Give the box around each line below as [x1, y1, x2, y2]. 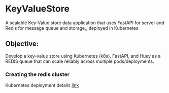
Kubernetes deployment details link [5, 82, 79, 88]
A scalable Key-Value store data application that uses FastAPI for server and [5, 20, 164, 26]
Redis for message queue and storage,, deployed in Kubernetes [5, 25, 139, 31]
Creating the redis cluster [5, 71, 70, 78]
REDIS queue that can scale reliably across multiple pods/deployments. [5, 58, 154, 64]
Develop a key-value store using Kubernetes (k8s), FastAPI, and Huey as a [5, 53, 161, 59]
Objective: [5, 40, 39, 48]
